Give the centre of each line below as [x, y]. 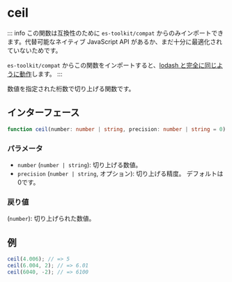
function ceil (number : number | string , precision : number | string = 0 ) [117, 129]
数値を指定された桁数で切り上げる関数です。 [71, 88]
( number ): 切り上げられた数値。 [51, 219]
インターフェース [44, 113]
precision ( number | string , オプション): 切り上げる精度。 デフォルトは [120, 173]
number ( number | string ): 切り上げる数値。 [79, 164]
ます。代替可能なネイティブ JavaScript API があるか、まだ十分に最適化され [115, 41]
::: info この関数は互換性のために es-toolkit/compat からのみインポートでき [116, 33]
